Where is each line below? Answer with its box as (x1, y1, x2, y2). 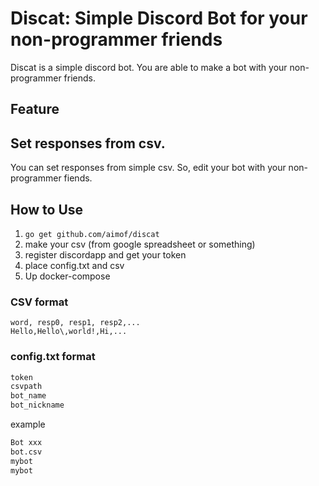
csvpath (10, 382, 43, 392)
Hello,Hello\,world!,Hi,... (10, 327, 128, 337)
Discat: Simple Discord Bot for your (10, 7, 308, 30)
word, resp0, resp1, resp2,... (10, 318, 141, 328)
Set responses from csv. (10, 135, 166, 152)
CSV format (10, 295, 69, 309)
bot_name (10, 391, 47, 401)
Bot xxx (10, 438, 43, 448)
